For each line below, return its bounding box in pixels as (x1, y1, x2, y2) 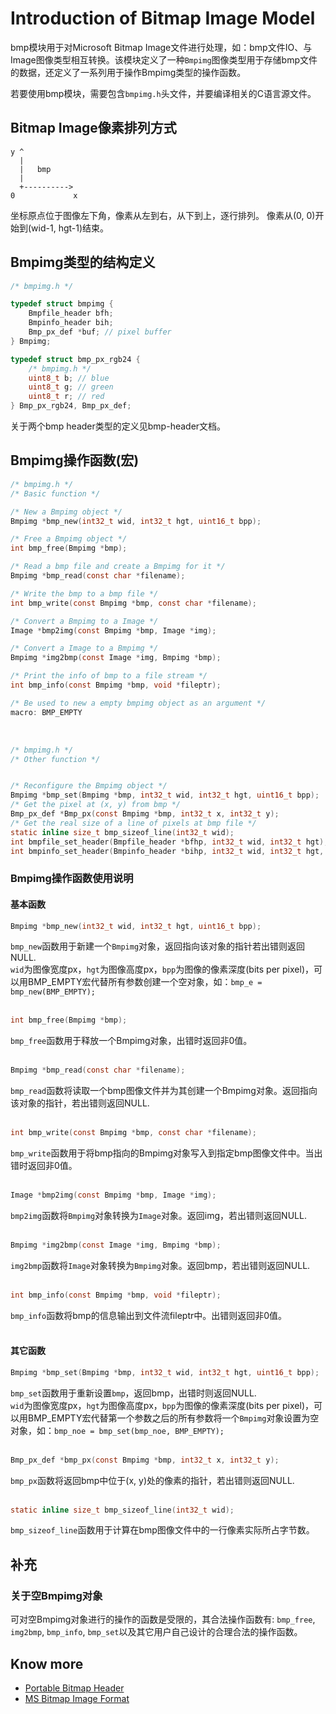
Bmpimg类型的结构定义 (10, 254, 156, 271)
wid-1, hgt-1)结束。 (31, 222, 110, 234)
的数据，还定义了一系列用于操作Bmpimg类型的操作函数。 (10, 66, 247, 78)
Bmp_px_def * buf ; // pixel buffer (28, 327, 172, 337)
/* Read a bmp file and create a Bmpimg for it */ (10, 562, 226, 572)
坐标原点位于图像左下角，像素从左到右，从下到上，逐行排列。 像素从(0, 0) (10, 209, 316, 221)
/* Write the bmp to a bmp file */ (10, 588, 159, 599)
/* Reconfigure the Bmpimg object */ (10, 781, 168, 791)
